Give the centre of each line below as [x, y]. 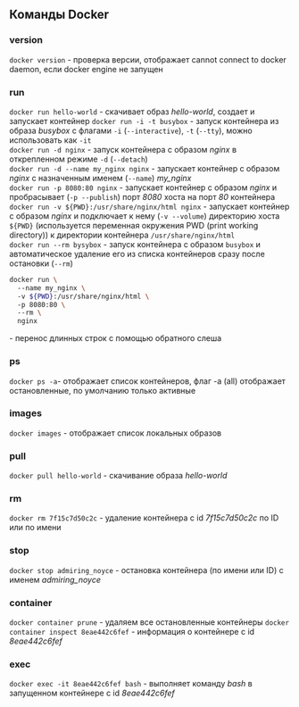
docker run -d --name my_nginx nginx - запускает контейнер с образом [145, 168]
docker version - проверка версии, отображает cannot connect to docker [148, 59]
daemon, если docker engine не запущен [86, 69]
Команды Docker [59, 15]
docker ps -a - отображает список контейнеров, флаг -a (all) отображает [147, 381]
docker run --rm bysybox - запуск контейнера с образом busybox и [135, 244]
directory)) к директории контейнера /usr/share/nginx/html [122, 235]
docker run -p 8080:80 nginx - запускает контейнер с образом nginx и [143, 187]
